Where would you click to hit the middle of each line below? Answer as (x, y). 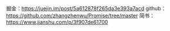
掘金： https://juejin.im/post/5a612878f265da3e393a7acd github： (86, 8)
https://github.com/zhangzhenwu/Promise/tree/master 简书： (81, 15)
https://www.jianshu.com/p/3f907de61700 (57, 22)
